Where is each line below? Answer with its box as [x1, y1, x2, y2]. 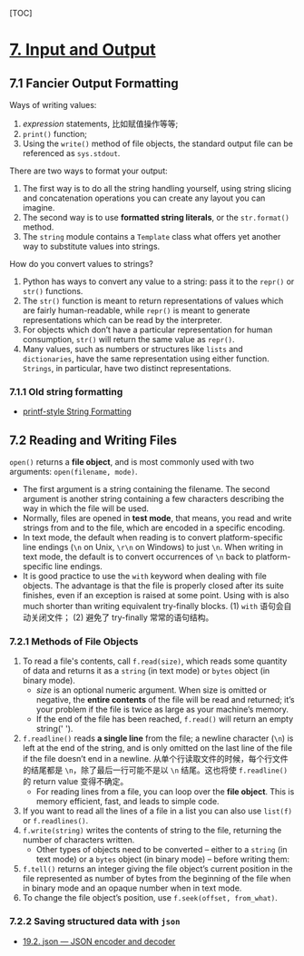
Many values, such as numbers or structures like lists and [22, 344, 243, 354]
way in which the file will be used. [22, 503, 150, 514]
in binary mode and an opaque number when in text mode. [22, 882, 242, 893]
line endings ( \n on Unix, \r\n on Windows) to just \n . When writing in [22, 542, 284, 553]
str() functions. [22, 286, 83, 296]
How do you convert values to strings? [9, 259, 154, 269]
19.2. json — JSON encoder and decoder [22, 935, 176, 947]
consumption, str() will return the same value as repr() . [22, 334, 235, 344]
